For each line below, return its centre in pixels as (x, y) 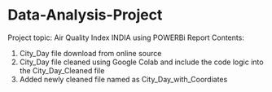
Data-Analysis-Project (85, 15)
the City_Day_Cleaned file (62, 70)
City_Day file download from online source (90, 53)
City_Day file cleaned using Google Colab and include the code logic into (141, 62)
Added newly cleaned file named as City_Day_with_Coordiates (123, 79)
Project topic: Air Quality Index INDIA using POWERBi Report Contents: (126, 37)
